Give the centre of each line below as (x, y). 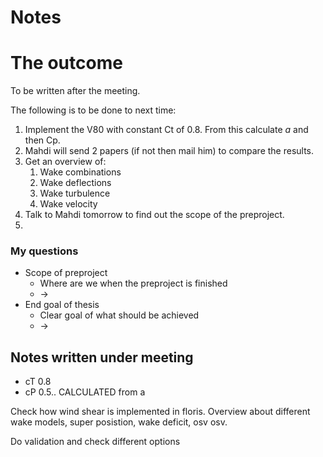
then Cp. (42, 140)
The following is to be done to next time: (93, 110)
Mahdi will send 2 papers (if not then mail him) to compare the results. (169, 151)
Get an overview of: (65, 162)
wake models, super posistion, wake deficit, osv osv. (119, 422)
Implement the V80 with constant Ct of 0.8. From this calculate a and (166, 130)
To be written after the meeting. (75, 91)
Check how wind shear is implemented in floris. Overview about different (160, 412)
